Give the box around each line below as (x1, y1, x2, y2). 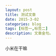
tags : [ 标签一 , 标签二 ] (5, 26, 48, 31)
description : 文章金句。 (5, 31, 53, 36)
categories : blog (5, 21, 41, 27)
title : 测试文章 (5, 12, 36, 17)
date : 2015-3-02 (5, 17, 39, 22)
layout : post (5, 7, 32, 13)
